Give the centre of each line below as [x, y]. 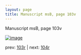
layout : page [19, 10]
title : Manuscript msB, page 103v [41, 14]
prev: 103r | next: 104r [27, 47]
